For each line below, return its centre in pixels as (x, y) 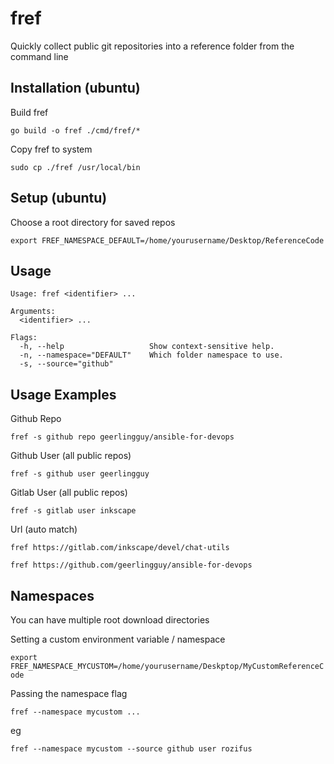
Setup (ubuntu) (59, 198)
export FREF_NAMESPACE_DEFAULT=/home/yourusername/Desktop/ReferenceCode (167, 240)
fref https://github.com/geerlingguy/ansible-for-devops (131, 565)
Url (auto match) (44, 529)
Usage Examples (63, 394)
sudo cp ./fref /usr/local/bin (75, 167)
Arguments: (33, 312)
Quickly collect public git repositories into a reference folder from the (152, 46)
